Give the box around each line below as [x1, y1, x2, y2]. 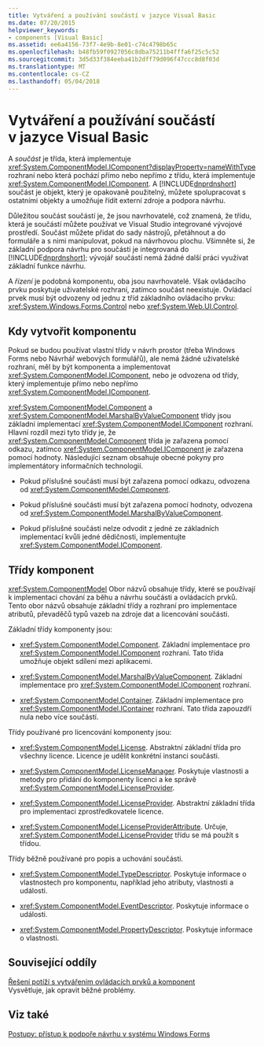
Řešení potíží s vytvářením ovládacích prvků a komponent [8, 977, 196, 986]
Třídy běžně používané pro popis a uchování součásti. [8, 854, 183, 863]
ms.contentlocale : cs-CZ [8, 70, 90, 78]
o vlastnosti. [19, 933, 60, 943]
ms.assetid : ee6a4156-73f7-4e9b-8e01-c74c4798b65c [8, 41, 178, 49]
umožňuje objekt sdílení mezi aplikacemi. [19, 657, 153, 666]
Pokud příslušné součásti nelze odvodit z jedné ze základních [19, 524, 219, 533]
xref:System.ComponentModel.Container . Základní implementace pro [19, 695, 244, 705]
